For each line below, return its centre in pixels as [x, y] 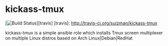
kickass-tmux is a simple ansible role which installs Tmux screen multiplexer [84, 32]
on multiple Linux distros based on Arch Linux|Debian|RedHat [69, 38]
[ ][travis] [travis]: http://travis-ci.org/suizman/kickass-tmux [81, 23]
